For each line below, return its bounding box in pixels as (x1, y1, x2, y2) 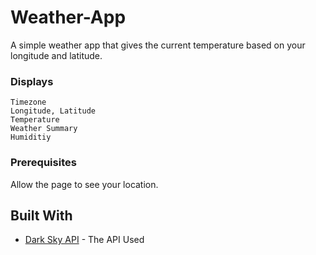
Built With (10, 207, 73, 224)
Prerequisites (10, 156, 77, 170)
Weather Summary (10, 124, 78, 134)
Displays (10, 74, 54, 88)
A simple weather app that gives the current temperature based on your (10, 39, 306, 51)
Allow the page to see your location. (10, 178, 159, 190)
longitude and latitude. (10, 49, 103, 61)
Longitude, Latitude (10, 106, 97, 116)
